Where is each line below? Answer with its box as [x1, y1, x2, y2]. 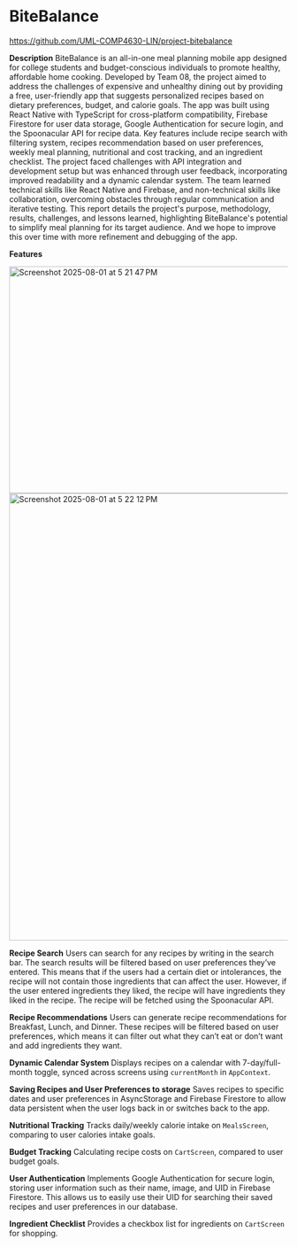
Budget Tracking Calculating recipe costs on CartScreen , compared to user [9, 1146, 284, 1157]
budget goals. [9, 1156, 60, 1166]
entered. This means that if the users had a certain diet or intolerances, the [9, 966, 282, 977]
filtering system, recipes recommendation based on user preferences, [9, 137, 264, 148]
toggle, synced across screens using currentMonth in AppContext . [34, 1066, 271, 1077]
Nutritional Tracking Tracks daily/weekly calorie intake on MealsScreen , [9, 1119, 270, 1130]
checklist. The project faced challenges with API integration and [9, 156, 242, 167]
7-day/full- [242, 1057, 281, 1068]
